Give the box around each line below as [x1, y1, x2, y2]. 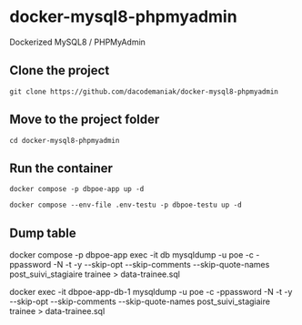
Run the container [9, 160, 114, 176]
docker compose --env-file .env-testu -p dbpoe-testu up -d [9, 200, 243, 210]
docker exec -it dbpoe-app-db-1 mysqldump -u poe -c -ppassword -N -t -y [9, 287, 293, 298]
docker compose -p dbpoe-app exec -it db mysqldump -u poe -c [9, 249, 255, 260]
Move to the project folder [9, 112, 160, 127]
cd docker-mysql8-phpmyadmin [9, 136, 120, 145]
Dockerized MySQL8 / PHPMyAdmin [9, 36, 146, 47]
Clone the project [9, 63, 110, 78]
